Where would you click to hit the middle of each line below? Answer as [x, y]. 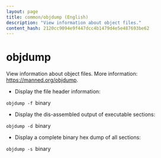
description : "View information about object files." [74, 22]
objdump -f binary [29, 103]
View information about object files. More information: [72, 74]
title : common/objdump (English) [47, 17]
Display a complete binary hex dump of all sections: [78, 137]
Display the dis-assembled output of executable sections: [85, 115]
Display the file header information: [57, 92]
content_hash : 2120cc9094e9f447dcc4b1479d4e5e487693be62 [78, 28]
